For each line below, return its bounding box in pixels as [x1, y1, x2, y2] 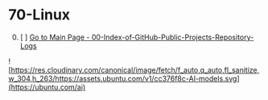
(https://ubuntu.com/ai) [8, 82, 86, 92]
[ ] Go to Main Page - [19, 32, 90, 42]
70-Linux [8, 6, 71, 24]
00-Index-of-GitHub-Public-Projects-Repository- [91, 32, 254, 42]
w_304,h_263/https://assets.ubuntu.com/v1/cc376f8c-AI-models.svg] [8, 73, 240, 83]
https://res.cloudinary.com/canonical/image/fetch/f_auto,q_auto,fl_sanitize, [10, 65, 260, 74]
